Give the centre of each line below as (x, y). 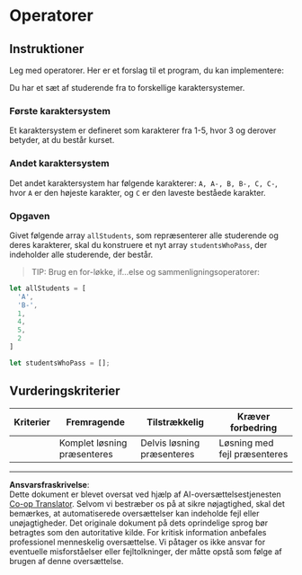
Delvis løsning (170, 443)
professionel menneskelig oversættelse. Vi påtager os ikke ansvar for (138, 542)
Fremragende (96, 421)
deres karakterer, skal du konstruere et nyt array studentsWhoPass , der (138, 244)
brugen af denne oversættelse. (67, 561)
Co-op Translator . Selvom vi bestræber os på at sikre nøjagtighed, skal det (147, 503)
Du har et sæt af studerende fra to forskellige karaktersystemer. (127, 88)
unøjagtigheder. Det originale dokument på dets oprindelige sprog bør (139, 523)
